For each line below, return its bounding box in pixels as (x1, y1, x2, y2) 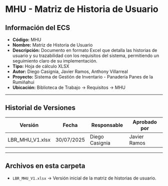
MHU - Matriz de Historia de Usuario (5, 3, 158, 15)
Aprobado (132, 118, 157, 125)
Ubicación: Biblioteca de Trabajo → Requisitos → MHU (12, 84, 126, 90)
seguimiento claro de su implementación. (12, 58, 97, 63)
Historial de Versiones (5, 103, 76, 112)
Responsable (91, 121, 123, 128)
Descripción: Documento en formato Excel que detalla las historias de (12, 47, 157, 53)
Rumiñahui (12, 79, 34, 85)
